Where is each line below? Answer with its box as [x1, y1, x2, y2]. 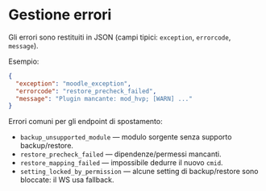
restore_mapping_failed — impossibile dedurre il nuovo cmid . [19, 158, 223, 168]
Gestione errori [8, 6, 112, 24]
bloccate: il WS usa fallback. [19, 175, 114, 185]
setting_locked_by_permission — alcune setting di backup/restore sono [19, 167, 259, 176]
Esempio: [8, 56, 39, 66]
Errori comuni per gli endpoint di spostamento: [8, 117, 163, 127]
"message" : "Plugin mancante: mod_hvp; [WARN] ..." [15, 94, 193, 102]
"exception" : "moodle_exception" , [15, 79, 131, 88]
